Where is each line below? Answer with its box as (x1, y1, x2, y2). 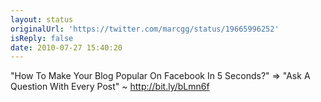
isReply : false (10, 33, 74, 43)
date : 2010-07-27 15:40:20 (10, 42, 123, 53)
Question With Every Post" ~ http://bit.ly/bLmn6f (10, 81, 210, 93)
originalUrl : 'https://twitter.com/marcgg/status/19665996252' (10, 24, 280, 34)
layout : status (10, 14, 74, 25)
